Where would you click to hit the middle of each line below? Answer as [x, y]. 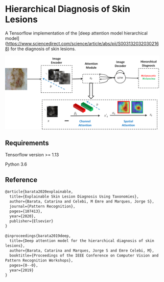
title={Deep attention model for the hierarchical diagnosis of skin [82, 241]
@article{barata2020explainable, [39, 192]
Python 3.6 [16, 164]
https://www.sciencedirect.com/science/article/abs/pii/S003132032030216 [83, 43]
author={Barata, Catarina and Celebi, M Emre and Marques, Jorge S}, [82, 202]
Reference [21, 180]
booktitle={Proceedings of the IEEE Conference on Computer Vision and [84, 256]
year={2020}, [23, 216]
